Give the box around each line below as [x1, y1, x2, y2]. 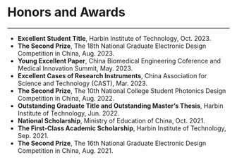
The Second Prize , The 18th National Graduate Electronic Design [17, 42, 207, 50]
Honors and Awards [7, 4, 126, 20]
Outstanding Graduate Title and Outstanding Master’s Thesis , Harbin [17, 101, 224, 110]
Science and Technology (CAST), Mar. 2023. [17, 79, 148, 87]
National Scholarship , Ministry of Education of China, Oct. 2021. [17, 116, 206, 125]
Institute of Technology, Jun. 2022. [17, 108, 120, 117]
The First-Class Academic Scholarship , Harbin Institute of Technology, [17, 124, 227, 132]
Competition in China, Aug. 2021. [17, 146, 114, 155]
